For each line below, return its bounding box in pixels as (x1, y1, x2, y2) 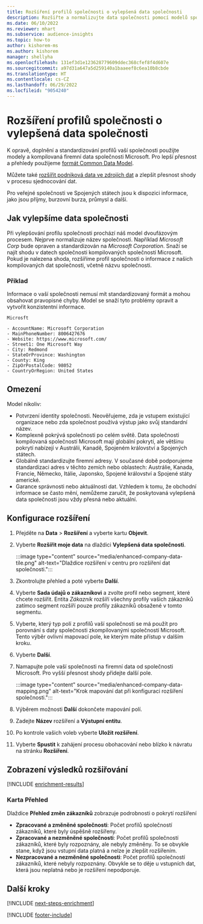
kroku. (15, 639, 32, 646)
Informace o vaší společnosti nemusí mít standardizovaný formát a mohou (7, 290, 190, 297)
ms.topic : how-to (7, 37, 51, 43)
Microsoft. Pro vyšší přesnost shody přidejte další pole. (15, 669, 152, 677)
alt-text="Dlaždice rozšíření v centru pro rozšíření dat (38, 559, 170, 566)
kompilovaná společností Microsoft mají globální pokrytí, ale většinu (15, 437, 184, 445)
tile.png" (15, 559, 37, 566)
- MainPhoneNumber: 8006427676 (7, 330, 86, 336)
